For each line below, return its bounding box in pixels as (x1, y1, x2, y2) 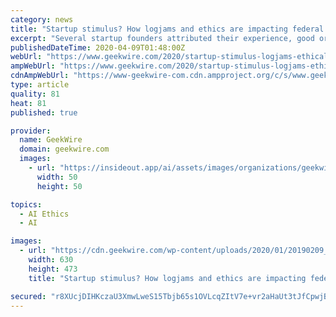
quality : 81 (10, 89, 60, 99)
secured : (10, 291, 47, 301)
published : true (10, 107, 78, 118)
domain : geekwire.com (19, 144, 110, 155)
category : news (10, 14, 74, 25)
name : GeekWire (19, 135, 83, 145)
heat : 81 (10, 98, 47, 108)
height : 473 (28, 264, 78, 274)
